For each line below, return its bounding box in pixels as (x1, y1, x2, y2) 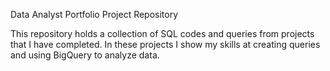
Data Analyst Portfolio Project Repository (10, 9, 179, 20)
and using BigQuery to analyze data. (10, 49, 160, 61)
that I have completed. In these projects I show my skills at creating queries (10, 39, 321, 50)
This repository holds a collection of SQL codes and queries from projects (10, 28, 315, 39)
